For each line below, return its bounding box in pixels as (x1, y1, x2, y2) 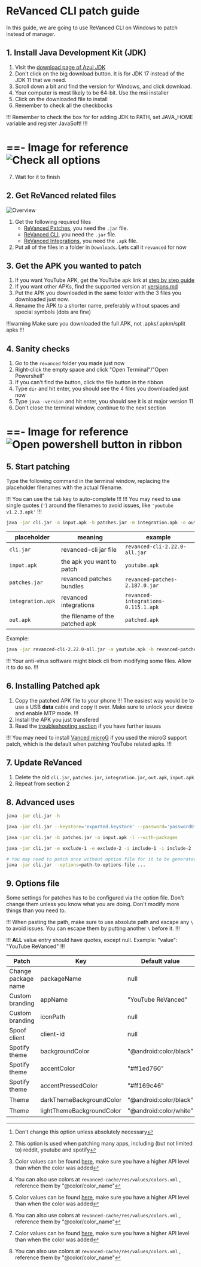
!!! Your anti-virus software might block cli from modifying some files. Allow (6, 657, 191, 664)
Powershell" (14, 372, 45, 379)
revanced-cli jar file (60, 546, 117, 554)
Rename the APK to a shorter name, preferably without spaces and (14, 302, 180, 309)
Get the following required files (14, 218, 92, 225)
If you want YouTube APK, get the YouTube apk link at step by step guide (14, 277, 195, 284)
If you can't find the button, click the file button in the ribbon (14, 379, 163, 386)
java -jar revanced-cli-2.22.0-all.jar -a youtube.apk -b (6, 646, 154, 652)
